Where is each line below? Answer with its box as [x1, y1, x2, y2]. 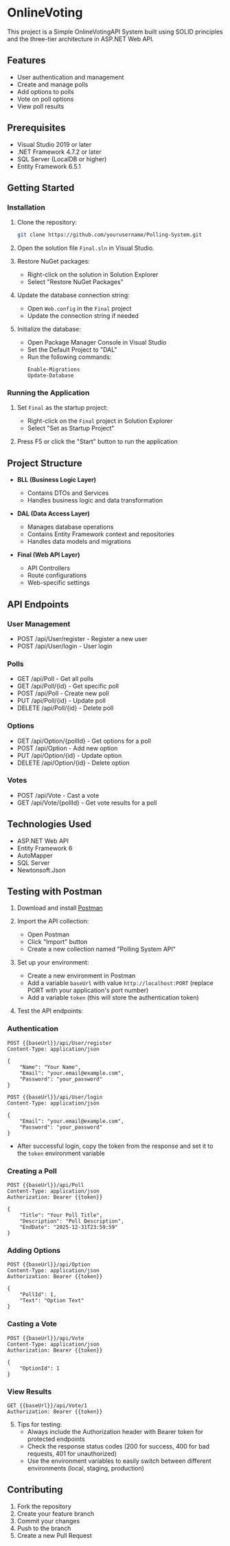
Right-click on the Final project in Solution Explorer [27, 417, 173, 425]
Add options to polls [16, 87, 74, 95]
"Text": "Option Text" [19, 1297, 84, 1304]
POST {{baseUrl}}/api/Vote [7, 1335, 84, 1341]
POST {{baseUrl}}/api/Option [7, 1261, 91, 1268]
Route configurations [27, 571, 87, 579]
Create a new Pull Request [16, 1531, 93, 1539]
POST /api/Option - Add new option [16, 743, 118, 752]
